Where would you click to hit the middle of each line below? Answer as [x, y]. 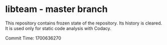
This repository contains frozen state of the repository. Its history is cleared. [83, 23]
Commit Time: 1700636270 [33, 38]
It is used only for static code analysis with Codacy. [58, 28]
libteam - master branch [56, 9]
